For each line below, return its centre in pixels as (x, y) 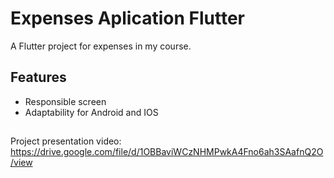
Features (38, 77)
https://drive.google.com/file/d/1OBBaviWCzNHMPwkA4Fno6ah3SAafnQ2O (167, 152)
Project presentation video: (66, 141)
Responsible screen (65, 101)
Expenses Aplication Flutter (127, 18)
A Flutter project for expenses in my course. (101, 46)
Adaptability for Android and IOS (91, 112)
